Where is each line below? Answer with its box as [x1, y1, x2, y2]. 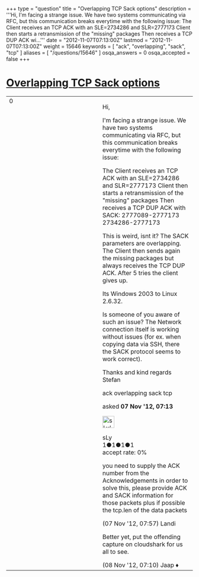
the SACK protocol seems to [102, 347, 181, 355]
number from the [102, 468, 149, 477]
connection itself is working [102, 325, 179, 333]
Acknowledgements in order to [102, 476, 188, 484]
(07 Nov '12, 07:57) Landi [102, 519, 176, 527]
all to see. [102, 547, 129, 556]
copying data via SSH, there [102, 340, 180, 348]
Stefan [102, 375, 121, 384]
